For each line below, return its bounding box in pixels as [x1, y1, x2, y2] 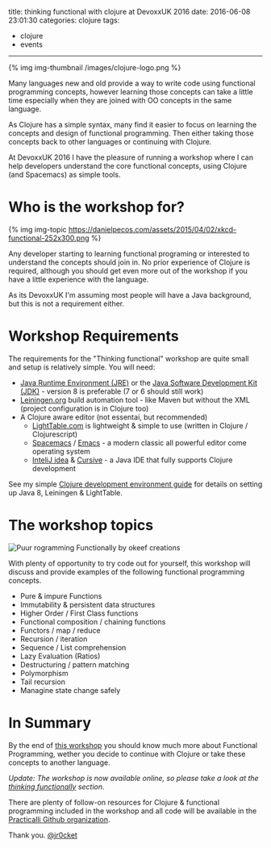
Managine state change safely [19, 685, 121, 695]
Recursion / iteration [19, 633, 88, 644]
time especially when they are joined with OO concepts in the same [8, 96, 232, 105]
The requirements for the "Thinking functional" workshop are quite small [8, 353, 249, 363]
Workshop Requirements [8, 327, 179, 345]
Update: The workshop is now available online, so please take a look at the [8, 773, 260, 783]
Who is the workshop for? [8, 198, 186, 216]
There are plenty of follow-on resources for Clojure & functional [8, 797, 220, 807]
